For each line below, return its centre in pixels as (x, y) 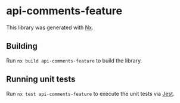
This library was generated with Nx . (50, 27)
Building (22, 46)
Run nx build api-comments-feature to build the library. (74, 60)
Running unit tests (41, 79)
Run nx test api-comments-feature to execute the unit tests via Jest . (90, 93)
